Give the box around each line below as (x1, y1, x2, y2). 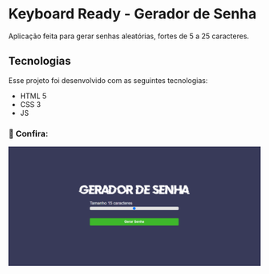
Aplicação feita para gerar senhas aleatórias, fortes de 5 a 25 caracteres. (8, 31, 250, 41)
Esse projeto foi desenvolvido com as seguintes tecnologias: (8, 75, 208, 85)
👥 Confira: (8, 128, 49, 139)
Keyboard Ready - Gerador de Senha (8, 5, 257, 23)
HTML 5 (19, 91, 47, 101)
